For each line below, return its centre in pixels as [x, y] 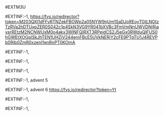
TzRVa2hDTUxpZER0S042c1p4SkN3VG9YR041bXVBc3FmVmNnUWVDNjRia [82, 27]
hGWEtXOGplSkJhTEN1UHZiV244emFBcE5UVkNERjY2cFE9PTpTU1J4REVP [82, 37]
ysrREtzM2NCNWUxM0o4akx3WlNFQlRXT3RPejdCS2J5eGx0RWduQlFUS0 [82, 32]
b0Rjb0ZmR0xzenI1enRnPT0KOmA [40, 42]
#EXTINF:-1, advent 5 [26, 80]
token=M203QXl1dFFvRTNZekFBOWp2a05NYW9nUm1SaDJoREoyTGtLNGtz [82, 22]
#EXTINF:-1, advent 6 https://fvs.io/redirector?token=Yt [61, 89]
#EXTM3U [15, 7]
